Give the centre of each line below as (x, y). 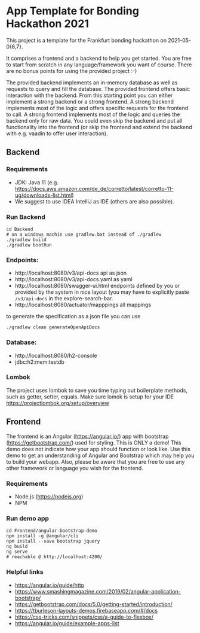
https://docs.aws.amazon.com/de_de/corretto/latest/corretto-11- (94, 188)
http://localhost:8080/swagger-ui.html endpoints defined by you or (97, 286)
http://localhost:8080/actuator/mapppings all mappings (83, 305)
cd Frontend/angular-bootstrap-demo (52, 531)
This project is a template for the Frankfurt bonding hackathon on (87, 40)
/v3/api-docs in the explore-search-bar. (64, 299)
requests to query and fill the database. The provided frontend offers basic (98, 89)
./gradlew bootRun (29, 245)
